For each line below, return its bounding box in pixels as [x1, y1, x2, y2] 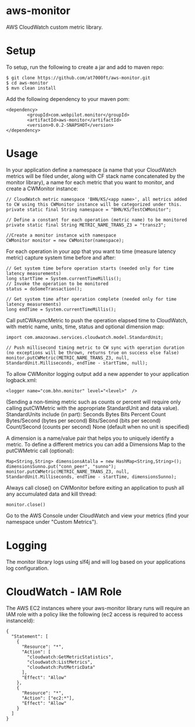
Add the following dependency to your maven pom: [6, 95, 130, 102]
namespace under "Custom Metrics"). [6, 518, 98, 525]
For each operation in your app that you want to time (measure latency [6, 248, 176, 255]
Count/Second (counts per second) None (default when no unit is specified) [6, 423, 190, 430]
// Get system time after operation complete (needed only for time [6, 296, 177, 302]
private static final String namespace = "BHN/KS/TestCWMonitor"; [6, 207, 172, 213]
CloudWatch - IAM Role [6, 585, 122, 598]
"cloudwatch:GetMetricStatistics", [27, 654, 114, 660]
